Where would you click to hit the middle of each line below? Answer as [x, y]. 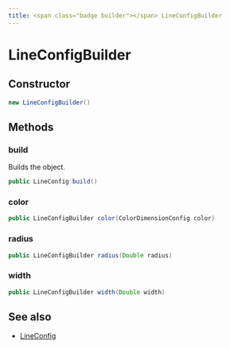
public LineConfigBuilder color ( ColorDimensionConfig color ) [112, 218]
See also [30, 317]
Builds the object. [37, 167]
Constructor [39, 84]
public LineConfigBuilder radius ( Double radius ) [90, 255]
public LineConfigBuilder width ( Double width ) [87, 292]
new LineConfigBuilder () [49, 102]
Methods [31, 127]
